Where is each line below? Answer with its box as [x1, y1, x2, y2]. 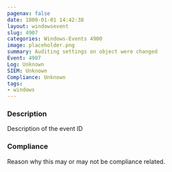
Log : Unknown [7, 61, 45, 68]
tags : [7, 80, 23, 87]
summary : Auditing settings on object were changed [7, 49, 158, 56]
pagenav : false [7, 10, 51, 17]
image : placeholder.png [7, 42, 75, 49]
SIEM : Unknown [7, 67, 48, 74]
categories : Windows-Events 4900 [7, 36, 103, 42]
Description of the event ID [7, 125, 84, 133]
